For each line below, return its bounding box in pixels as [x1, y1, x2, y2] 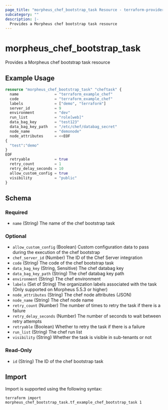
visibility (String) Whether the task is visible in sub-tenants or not [12, 334, 152, 340]
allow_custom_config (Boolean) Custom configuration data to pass [12, 244, 149, 250]
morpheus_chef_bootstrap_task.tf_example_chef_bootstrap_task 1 [5, 400, 142, 405]
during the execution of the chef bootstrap [12, 249, 100, 255]
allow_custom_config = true [9, 170, 68, 175]
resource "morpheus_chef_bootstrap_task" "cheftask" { [5, 87, 122, 92]
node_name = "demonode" [9, 128, 81, 134]
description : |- [5, 16, 39, 21]
